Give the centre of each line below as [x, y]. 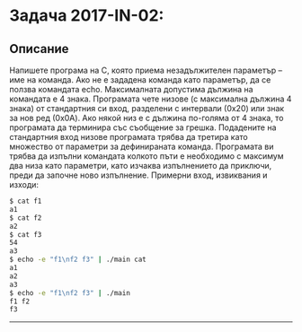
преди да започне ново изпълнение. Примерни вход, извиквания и [138, 175]
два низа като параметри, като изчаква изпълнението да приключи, [141, 166]
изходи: [24, 184]
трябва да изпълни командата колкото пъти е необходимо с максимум [147, 156]
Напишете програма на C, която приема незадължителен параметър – [146, 70]
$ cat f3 [26, 234]
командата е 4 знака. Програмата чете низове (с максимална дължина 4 [151, 99]
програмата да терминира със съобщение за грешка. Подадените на [143, 127]
